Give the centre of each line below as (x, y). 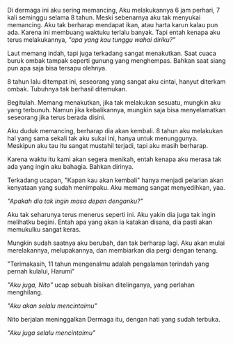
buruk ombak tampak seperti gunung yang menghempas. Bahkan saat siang (116, 61)
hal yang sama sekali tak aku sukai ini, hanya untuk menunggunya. (103, 138)
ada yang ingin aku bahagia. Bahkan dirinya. (71, 166)
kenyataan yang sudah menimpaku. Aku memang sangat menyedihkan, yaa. (116, 187)
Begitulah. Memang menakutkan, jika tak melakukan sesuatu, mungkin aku (114, 103)
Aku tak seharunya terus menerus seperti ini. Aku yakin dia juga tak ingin (111, 215)
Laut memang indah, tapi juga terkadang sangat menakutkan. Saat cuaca (112, 53)
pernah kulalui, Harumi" (41, 271)
